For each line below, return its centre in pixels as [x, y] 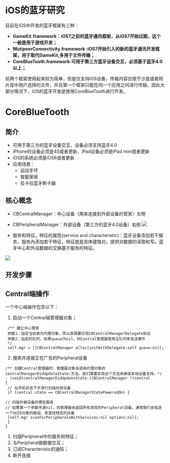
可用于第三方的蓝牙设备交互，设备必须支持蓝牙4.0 [65, 145]
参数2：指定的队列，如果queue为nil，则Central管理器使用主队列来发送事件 [76, 339]
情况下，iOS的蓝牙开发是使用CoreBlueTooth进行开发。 [71, 91]
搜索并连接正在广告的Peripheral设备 [50, 358]
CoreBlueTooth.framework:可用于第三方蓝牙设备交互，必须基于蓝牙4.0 [88, 61]
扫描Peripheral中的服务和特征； [46, 436]
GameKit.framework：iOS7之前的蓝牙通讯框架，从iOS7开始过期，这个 [87, 36]
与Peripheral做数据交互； [39, 442]
